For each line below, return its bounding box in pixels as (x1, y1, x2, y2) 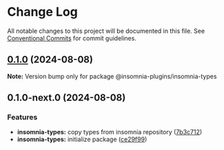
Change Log (7, 4, 78, 20)
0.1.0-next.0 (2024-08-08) (7, 92, 126, 103)
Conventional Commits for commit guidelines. (7, 34, 136, 42)
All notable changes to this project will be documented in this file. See (7, 27, 205, 35)
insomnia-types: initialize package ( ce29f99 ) (17, 135, 147, 144)
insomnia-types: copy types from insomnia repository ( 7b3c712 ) (17, 128, 203, 136)
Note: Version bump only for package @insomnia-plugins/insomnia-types (7, 72, 217, 80)
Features (7, 112, 38, 122)
